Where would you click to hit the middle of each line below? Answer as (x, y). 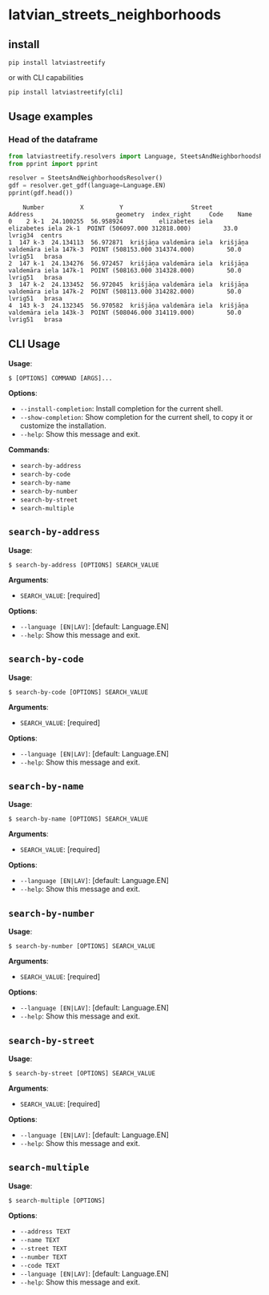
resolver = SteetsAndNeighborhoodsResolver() (85, 178)
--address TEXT (45, 1232)
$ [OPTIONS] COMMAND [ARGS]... (60, 378)
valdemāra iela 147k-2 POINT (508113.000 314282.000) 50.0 (125, 292)
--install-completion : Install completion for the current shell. (121, 408)
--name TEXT (40, 1240)
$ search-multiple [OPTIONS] (57, 1200)
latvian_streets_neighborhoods (115, 15)
